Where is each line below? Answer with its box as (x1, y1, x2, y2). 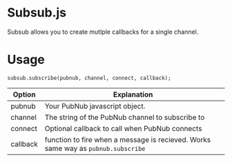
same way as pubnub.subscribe (44, 143, 146, 153)
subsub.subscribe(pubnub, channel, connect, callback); (7, 74, 171, 81)
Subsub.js (7, 5, 67, 21)
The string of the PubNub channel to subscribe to (44, 112, 205, 122)
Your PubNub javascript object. (44, 101, 146, 111)
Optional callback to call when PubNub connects (44, 123, 202, 133)
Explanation (113, 90, 153, 99)
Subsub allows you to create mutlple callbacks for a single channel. (7, 28, 199, 36)
